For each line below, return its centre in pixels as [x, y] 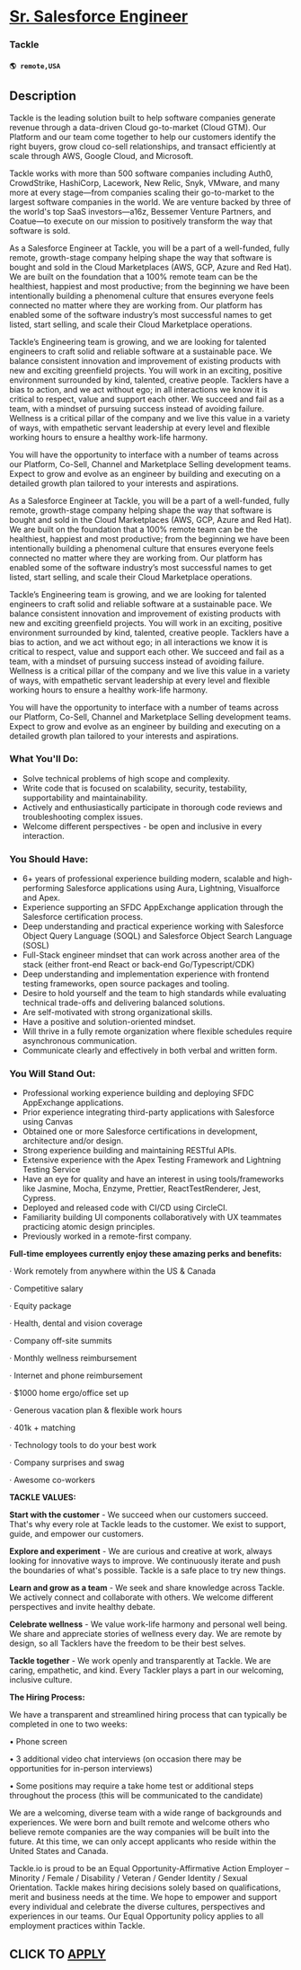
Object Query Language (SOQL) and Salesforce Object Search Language [157, 936]
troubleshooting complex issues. [83, 817]
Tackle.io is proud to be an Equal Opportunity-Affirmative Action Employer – [149, 1868]
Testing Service [51, 1170]
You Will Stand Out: [53, 1073]
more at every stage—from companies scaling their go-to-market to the [142, 192]
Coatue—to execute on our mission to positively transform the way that [141, 221]
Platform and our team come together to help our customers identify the [143, 137]
